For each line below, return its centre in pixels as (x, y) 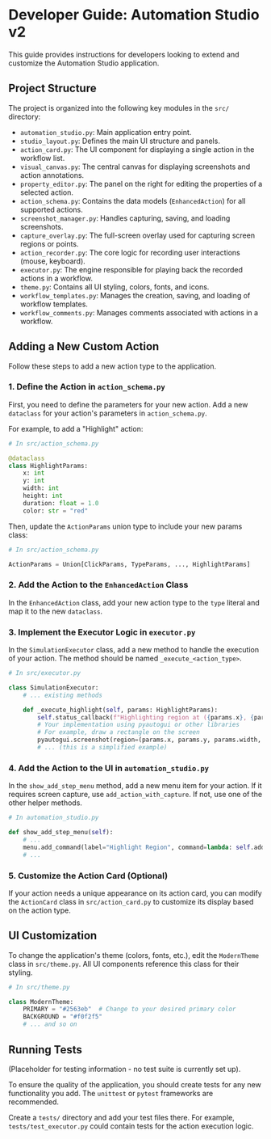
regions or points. (49, 243)
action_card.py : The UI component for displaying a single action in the (137, 149)
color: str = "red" (56, 511)
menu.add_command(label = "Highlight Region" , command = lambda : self (137, 847)
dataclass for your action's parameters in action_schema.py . (108, 413)
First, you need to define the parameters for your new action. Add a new (128, 404)
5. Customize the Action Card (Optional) (88, 875)
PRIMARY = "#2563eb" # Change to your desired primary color (129, 1009)
